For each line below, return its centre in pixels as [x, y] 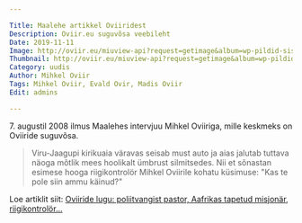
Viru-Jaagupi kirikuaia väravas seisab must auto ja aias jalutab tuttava [160, 153]
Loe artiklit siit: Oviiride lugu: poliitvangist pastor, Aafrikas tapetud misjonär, [149, 199]
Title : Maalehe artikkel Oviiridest [78, 25]
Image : [22, 50]
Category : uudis [40, 67]
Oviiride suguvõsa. [44, 135]
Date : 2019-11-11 [42, 42]
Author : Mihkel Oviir [50, 76]
